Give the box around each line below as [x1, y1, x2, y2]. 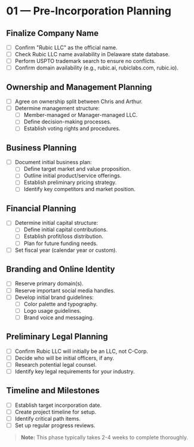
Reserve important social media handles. [14, 286, 115, 294]
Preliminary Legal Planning [6, 331, 109, 342]
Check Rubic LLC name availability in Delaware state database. [14, 51, 170, 58]
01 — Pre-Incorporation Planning [6, 4, 172, 18]
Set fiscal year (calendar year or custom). [14, 246, 118, 253]
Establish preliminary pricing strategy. [23, 179, 117, 186]
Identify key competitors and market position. [23, 186, 136, 193]
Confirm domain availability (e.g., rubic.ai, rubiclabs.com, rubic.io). [14, 64, 179, 71]
